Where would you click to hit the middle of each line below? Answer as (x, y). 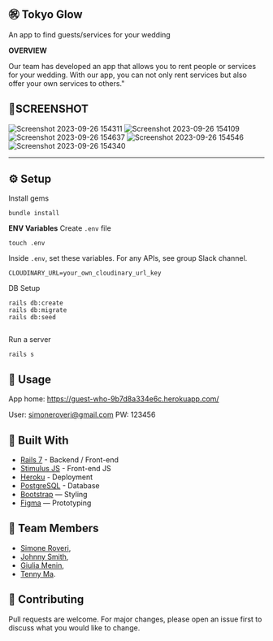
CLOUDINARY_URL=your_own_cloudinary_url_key (85, 273)
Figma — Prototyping (56, 503)
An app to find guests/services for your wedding (89, 34)
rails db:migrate (38, 310)
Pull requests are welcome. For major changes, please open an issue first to (135, 619)
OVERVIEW (28, 50)
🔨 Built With (39, 440)
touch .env (27, 243)
